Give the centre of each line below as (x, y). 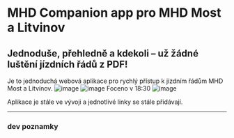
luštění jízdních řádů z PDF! (68, 64)
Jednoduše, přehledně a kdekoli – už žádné (103, 53)
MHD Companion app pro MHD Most (114, 13)
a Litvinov (36, 28)
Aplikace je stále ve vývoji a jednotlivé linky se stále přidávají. (95, 102)
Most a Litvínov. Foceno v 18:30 (79, 88)
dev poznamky (33, 126)
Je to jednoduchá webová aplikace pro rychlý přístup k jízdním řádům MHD (115, 81)
